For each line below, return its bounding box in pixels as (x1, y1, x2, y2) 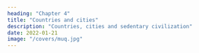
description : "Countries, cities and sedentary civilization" (7, 23, 193, 30)
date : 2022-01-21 (7, 29, 58, 36)
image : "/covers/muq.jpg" (7, 36, 83, 43)
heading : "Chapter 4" (7, 10, 71, 17)
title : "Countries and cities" (7, 17, 99, 23)
